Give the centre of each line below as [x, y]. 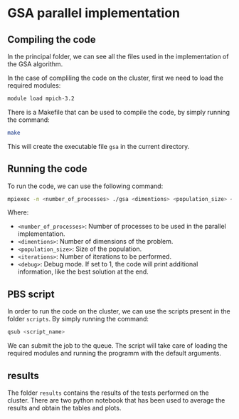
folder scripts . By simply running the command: [78, 319]
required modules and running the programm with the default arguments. [115, 353]
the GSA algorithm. [35, 64]
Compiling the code [52, 40]
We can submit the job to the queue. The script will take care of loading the [117, 346]
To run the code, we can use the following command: [85, 186]
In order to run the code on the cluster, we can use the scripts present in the [119, 311]
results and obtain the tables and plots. [64, 408]
